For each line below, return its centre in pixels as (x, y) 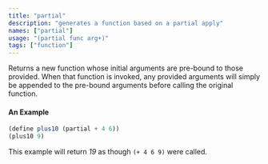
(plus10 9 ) (26, 137)
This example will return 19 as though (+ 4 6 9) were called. (108, 152)
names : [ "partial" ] (41, 30)
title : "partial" (37, 16)
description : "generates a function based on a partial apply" (116, 23)
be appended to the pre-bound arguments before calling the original (121, 86)
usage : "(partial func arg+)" (59, 38)
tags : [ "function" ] (41, 46)
